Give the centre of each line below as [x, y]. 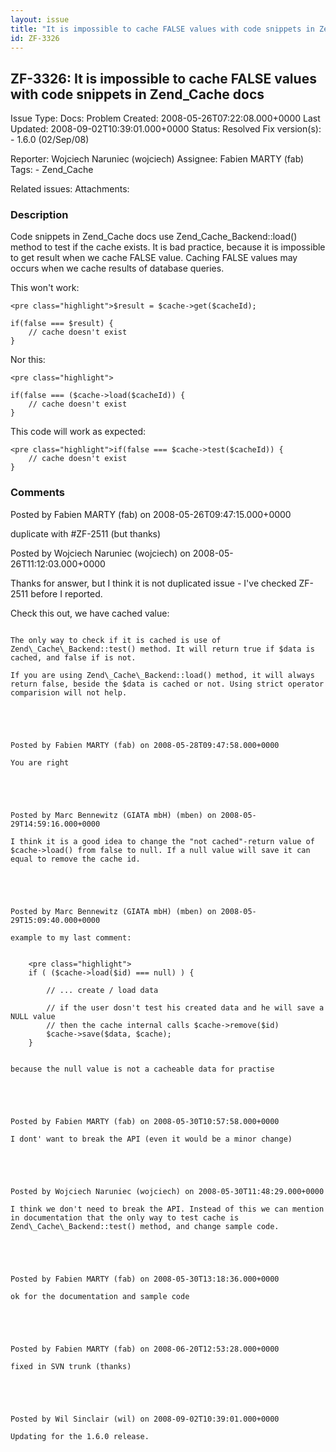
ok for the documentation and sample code [100, 1296]
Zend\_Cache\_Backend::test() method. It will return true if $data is [162, 649]
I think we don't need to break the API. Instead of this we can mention [167, 1209]
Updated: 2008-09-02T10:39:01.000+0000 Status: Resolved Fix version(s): [166, 129]
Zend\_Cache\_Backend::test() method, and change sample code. [145, 1226]
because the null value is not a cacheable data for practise [142, 1069]
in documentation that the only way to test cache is [125, 1217]
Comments [37, 493]
